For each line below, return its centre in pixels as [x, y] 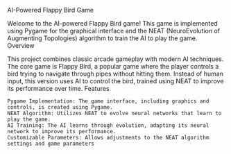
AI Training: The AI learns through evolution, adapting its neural [108, 126]
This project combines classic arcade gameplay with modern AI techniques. [115, 59]
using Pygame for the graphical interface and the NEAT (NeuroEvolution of [114, 31]
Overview [21, 45]
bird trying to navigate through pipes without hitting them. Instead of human [115, 74]
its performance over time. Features [58, 88]
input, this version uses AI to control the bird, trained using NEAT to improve [115, 81]
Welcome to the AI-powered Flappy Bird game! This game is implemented [113, 23]
